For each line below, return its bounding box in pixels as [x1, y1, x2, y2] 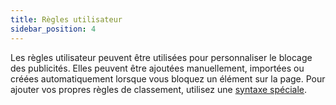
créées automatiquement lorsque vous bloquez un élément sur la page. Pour [10, 72, 326, 85]
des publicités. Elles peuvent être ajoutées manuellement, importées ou [10, 62, 305, 74]
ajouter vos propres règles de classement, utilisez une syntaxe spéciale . [10, 83, 308, 95]
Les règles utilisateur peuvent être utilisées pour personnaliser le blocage [10, 51, 313, 63]
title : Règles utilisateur [10, 14, 123, 25]
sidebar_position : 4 [10, 24, 97, 34]
